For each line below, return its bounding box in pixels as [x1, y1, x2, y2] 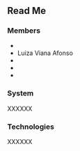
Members [7, 26, 40, 35]
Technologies [7, 122, 54, 132]
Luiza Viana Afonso [17, 49, 73, 57]
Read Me [7, 5, 47, 17]
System [7, 88, 34, 98]
